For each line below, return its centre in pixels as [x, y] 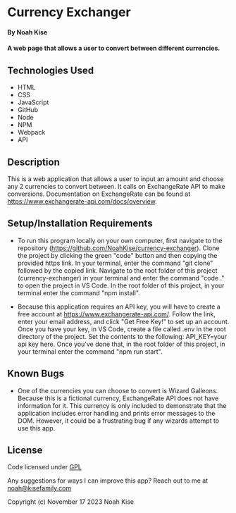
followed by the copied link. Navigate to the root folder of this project [117, 270]
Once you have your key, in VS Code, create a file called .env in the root [122, 329]
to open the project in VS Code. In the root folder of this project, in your [121, 285]
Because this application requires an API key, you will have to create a [119, 307]
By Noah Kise [27, 32]
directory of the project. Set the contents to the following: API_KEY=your [122, 336]
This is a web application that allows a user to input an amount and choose [116, 179]
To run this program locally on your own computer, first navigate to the [120, 240]
